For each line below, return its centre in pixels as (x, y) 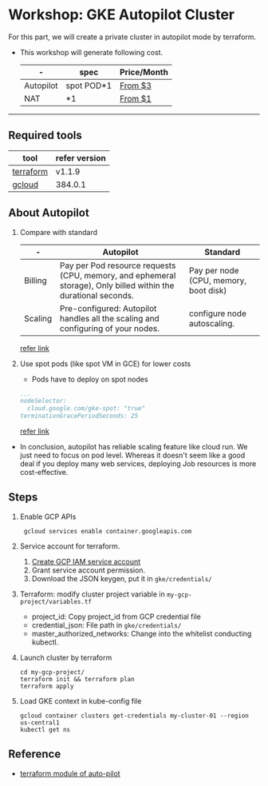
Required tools (45, 136)
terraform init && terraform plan (77, 679)
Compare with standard (59, 232)
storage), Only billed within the (117, 285)
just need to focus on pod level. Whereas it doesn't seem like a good (132, 455)
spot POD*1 (89, 86)
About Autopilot (49, 213)
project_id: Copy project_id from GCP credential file (116, 616)
